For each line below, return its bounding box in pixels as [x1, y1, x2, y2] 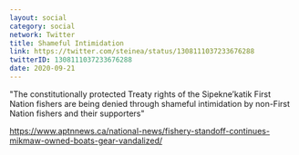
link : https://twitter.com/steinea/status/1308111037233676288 [9, 47, 255, 56]
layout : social [9, 13, 67, 23]
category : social [9, 22, 76, 31]
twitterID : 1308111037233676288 [9, 55, 132, 64]
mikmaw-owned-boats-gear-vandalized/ [9, 135, 162, 146]
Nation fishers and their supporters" [9, 108, 145, 119]
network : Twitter [9, 30, 76, 39]
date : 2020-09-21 [9, 64, 76, 73]
